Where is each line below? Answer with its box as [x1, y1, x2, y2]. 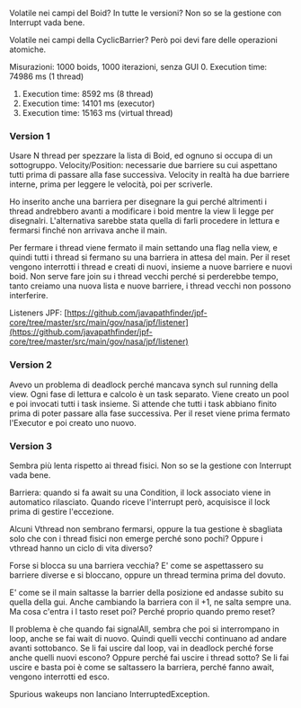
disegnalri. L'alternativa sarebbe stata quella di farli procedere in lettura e [9, 216, 280, 226]
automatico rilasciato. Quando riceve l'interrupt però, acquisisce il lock [9, 496, 270, 507]
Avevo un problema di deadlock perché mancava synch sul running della [9, 379, 279, 390]
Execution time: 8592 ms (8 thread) [22, 89, 155, 99]
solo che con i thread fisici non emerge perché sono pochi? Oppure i [9, 533, 263, 544]
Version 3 [9, 439, 52, 452]
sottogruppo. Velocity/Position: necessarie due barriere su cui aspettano [9, 160, 278, 171]
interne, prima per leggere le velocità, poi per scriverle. [9, 179, 213, 190]
